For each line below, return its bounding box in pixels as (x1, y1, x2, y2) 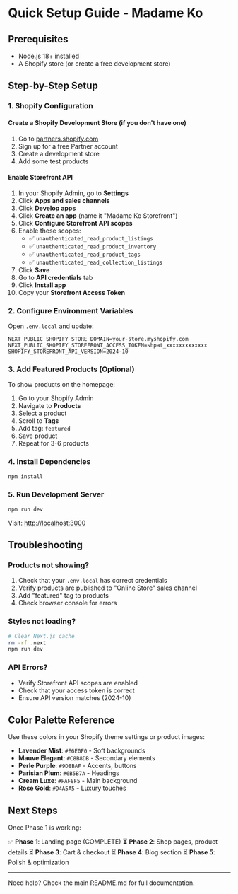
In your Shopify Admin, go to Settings (18, 189, 129, 197)
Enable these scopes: (18, 226, 81, 235)
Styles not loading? (8, 617, 76, 627)
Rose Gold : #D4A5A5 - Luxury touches (18, 784, 126, 793)
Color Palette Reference (8, 714, 115, 726)
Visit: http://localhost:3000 (8, 518, 86, 527)
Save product (18, 431, 58, 440)
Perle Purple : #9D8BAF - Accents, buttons (18, 762, 137, 770)
